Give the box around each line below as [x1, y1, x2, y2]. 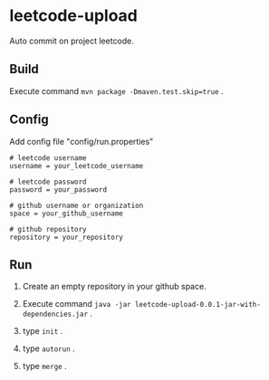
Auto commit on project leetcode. [9, 35, 134, 46]
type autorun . [22, 343, 75, 354]
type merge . [22, 361, 67, 372]
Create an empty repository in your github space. [22, 281, 207, 292]
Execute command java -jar [22, 299, 131, 309]
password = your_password [9, 185, 107, 195]
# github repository [9, 224, 88, 233]
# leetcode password [9, 177, 88, 186]
